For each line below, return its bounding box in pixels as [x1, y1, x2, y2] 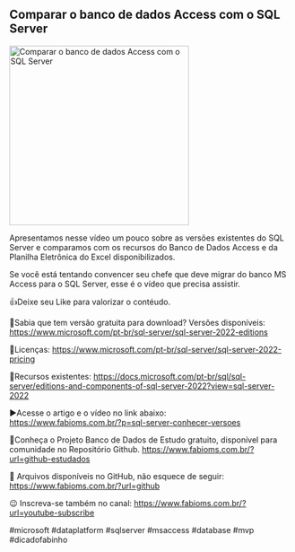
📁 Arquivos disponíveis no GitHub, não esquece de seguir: [9, 470, 224, 481]
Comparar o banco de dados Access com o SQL [9, 7, 281, 22]
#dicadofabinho [9, 534, 68, 545]
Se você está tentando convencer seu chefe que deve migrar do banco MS [9, 268, 287, 279]
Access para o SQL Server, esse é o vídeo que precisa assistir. [9, 278, 240, 289]
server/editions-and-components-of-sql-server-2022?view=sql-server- [9, 381, 275, 391]
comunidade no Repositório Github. [9, 443, 141, 454]
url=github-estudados [9, 453, 91, 464]
